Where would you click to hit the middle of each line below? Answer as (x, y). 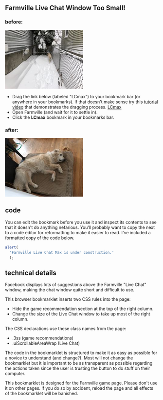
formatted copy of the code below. (40, 238)
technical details (31, 273)
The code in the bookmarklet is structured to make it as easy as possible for (81, 353)
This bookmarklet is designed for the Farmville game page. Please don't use (81, 383)
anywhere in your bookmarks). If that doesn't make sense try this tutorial (85, 102)
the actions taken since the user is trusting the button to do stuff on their (78, 368)
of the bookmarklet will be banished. (42, 394)
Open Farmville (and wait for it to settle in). (55, 112)
